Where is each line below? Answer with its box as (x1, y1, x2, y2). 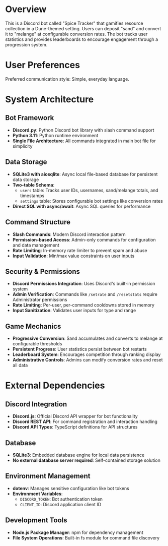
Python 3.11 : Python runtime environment (12, 132, 99, 138)
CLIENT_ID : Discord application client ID (20, 501, 102, 507)
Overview (5, 4, 47, 15)
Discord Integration (5, 400, 67, 408)
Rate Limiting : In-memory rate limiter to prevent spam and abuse (12, 247, 147, 253)
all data (12, 362, 28, 369)
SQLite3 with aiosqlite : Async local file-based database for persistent (12, 171, 158, 177)
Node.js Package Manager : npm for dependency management (12, 529, 143, 535)
